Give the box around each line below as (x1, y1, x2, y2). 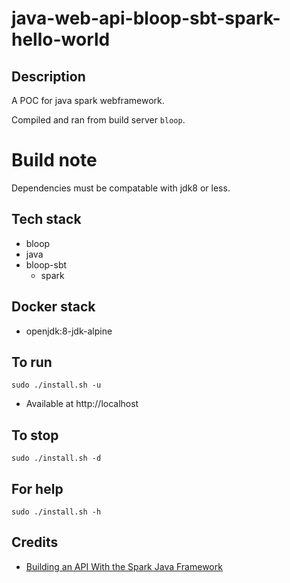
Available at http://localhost (25, 398, 139, 410)
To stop (11, 427, 59, 444)
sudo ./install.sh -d (11, 453, 102, 464)
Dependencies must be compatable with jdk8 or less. (11, 182, 231, 194)
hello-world (11, 28, 111, 51)
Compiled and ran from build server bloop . (11, 114, 186, 126)
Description (11, 68, 86, 85)
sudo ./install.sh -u (11, 380, 102, 391)
